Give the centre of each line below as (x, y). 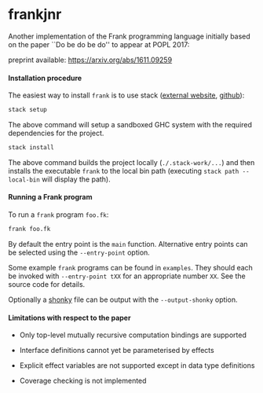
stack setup (27, 110)
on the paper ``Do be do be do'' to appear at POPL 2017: (99, 44)
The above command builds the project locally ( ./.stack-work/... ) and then (131, 162)
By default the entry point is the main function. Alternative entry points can (128, 244)
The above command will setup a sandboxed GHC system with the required (130, 125)
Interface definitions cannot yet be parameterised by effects (117, 351)
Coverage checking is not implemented (83, 381)
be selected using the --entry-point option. (79, 252)
